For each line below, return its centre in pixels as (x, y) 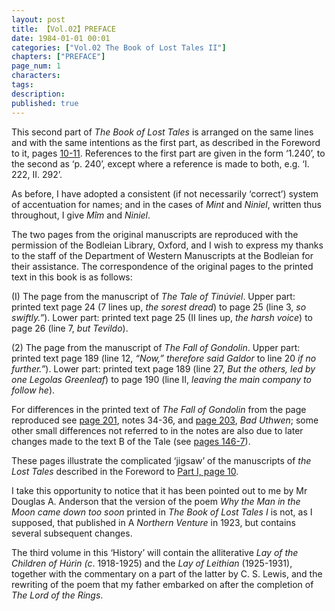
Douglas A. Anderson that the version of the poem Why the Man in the (156, 501)
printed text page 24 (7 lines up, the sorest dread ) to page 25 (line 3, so (159, 307)
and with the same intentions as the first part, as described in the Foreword (166, 142)
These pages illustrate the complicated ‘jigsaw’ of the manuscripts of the (161, 460)
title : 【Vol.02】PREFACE (63, 29)
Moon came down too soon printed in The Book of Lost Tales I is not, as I (162, 512)
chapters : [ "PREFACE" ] (58, 57)
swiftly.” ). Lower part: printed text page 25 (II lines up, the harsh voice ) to (162, 317)
